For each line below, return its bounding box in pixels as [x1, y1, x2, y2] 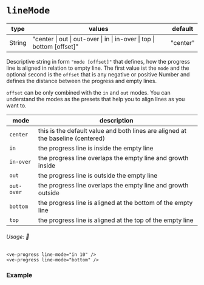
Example [6, 271, 33, 280]
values [89, 24, 109, 33]
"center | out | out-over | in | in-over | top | [32, 35, 155, 43]
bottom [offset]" [32, 42, 79, 50]
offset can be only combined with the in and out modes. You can [6, 89, 171, 96]
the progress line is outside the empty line [38, 171, 158, 179]
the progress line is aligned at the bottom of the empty [38, 198, 193, 207]
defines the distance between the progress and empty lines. [6, 77, 157, 84]
